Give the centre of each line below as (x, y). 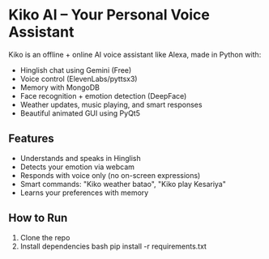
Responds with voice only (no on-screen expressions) (110, 175)
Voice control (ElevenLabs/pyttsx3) (79, 79)
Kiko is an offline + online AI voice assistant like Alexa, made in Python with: (135, 54)
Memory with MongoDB (60, 87)
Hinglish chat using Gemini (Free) (76, 70)
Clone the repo (45, 237)
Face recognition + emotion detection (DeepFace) (103, 96)
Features (31, 139)
